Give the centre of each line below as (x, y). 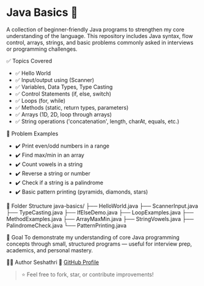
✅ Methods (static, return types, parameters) (72, 107)
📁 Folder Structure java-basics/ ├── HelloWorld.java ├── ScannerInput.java (102, 206)
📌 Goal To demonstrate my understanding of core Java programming (93, 237)
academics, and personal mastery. (50, 250)
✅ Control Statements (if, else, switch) (63, 94)
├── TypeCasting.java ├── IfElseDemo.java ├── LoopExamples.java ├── (100, 212)
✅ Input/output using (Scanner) (55, 80)
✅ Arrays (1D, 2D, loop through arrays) (63, 114)
